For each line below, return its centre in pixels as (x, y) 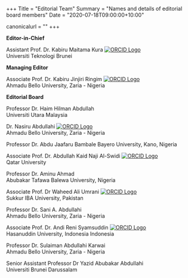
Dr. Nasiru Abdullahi (31, 126)
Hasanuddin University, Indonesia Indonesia (60, 234)
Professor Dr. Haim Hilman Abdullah (50, 109)
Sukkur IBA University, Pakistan (45, 198)
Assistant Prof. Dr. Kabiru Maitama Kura (55, 50)
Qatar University (26, 162)
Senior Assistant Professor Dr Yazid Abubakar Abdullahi (75, 263)
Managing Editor (27, 67)
